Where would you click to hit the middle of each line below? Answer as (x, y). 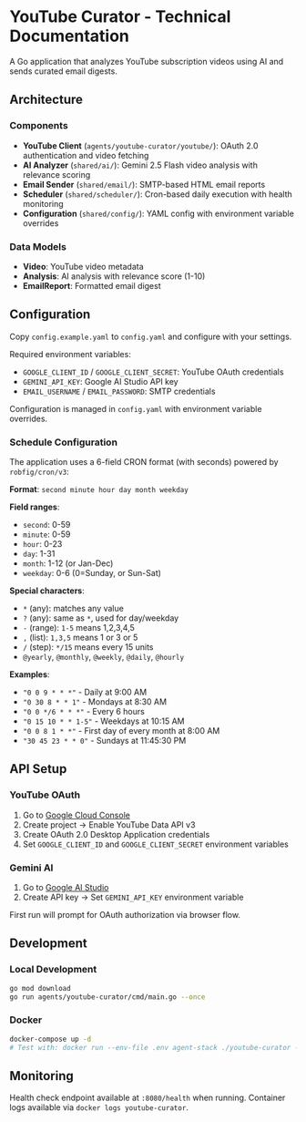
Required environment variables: (71, 354)
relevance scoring (56, 174)
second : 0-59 (46, 525)
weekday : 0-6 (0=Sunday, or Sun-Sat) (92, 573)
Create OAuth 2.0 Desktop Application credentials (116, 834)
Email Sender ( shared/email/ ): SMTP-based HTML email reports (144, 184)
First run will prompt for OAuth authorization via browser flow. (125, 915)
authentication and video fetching (86, 155)
